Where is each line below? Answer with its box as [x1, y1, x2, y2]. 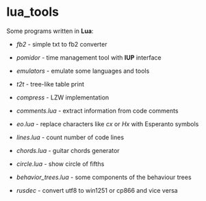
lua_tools [6, 4, 60, 20]
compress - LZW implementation [16, 93, 110, 102]
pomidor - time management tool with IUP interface [16, 53, 162, 62]
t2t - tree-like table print [16, 80, 85, 88]
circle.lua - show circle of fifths [16, 159, 105, 168]
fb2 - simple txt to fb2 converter [16, 40, 107, 48]
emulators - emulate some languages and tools [16, 67, 150, 75]
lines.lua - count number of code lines [16, 133, 125, 141]
